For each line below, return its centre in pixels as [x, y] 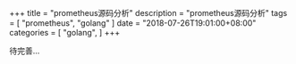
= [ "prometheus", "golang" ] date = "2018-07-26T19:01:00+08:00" [133, 23]
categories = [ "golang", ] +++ [65, 32]
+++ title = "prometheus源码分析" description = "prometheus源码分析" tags [148, 13]
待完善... [25, 51]
